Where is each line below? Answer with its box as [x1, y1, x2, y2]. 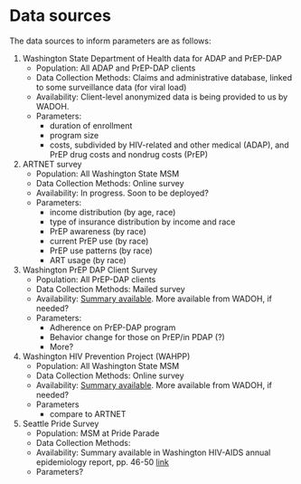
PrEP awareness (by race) [49, 225, 147, 236]
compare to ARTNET [49, 408, 127, 419]
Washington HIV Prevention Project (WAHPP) [22, 350, 191, 362]
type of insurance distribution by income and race [49, 216, 236, 227]
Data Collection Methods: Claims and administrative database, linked [35, 71, 292, 82]
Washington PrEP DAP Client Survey [22, 264, 158, 275]
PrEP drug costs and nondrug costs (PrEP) [49, 148, 209, 159]
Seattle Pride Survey [22, 418, 99, 429]
